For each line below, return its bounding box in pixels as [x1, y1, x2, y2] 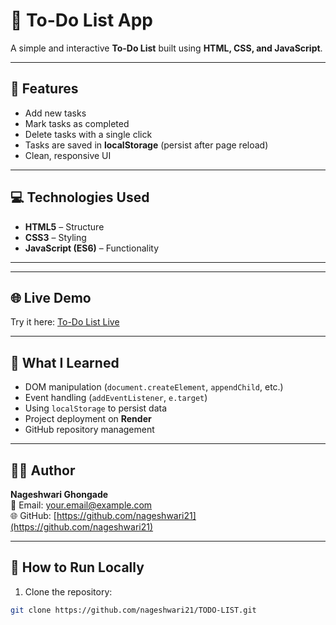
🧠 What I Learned [10, 354, 120, 371]
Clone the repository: [24, 585, 113, 598]
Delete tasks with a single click [24, 128, 153, 140]
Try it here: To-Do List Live [10, 316, 120, 328]
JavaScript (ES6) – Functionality [24, 242, 160, 254]
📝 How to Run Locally [10, 559, 145, 576]
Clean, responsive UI [24, 149, 112, 161]
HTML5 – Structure [24, 220, 105, 233]
